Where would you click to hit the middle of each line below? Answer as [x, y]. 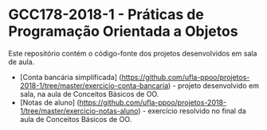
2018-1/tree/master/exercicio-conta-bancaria [94, 86]
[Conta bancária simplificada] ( [71, 77]
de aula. [22, 62]
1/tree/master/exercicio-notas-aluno [79, 111]
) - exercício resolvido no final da [192, 111]
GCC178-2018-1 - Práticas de [106, 15]
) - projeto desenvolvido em [213, 86]
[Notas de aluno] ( [49, 102]
